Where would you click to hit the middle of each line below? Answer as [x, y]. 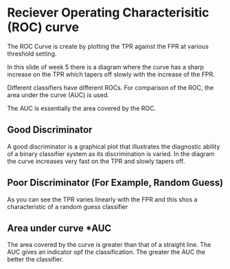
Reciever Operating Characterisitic [108, 13]
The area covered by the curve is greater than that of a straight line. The [109, 245]
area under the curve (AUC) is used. [58, 95]
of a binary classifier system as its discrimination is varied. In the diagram [111, 153]
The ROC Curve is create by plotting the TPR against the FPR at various [108, 46]
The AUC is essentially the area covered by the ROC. [82, 108]
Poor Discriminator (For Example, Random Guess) [115, 183]
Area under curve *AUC [59, 228]
